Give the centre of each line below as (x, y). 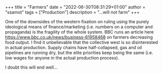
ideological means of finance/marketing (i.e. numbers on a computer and (79, 27)
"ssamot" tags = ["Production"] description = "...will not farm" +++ (72, 12)
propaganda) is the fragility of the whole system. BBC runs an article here (79, 32)
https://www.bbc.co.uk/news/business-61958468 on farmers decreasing (79, 37)
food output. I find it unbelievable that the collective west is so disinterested (81, 42)
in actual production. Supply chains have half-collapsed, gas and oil (74, 47)
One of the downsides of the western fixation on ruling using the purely (77, 22)
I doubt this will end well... (31, 67)
